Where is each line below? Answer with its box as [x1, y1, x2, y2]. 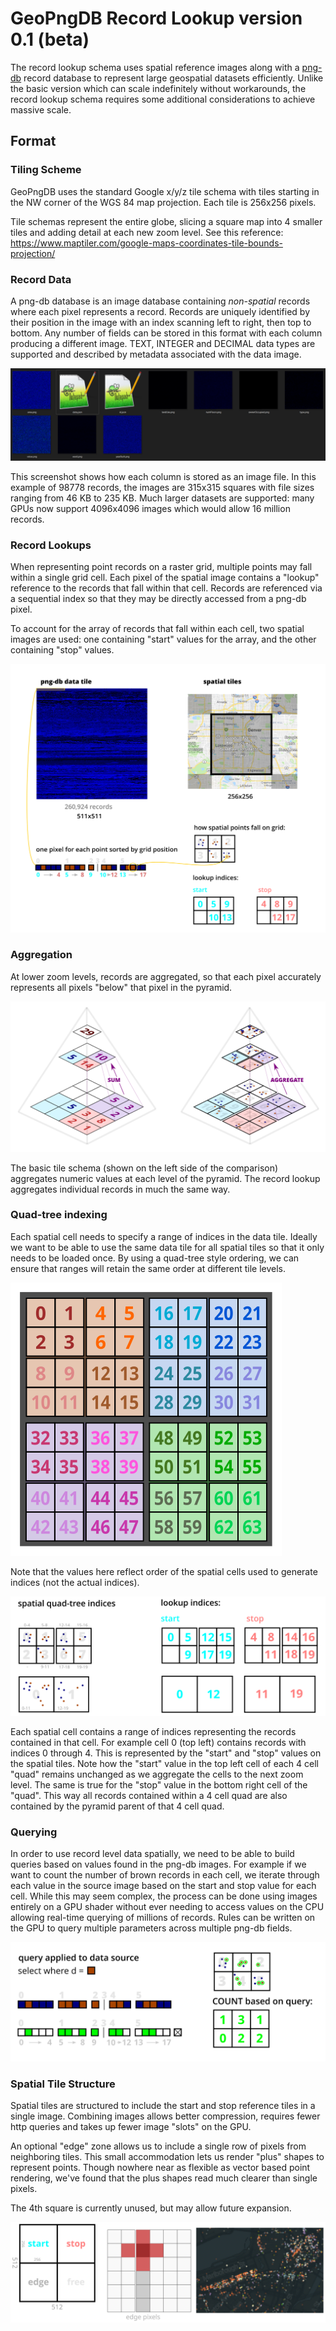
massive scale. [10, 103, 72, 116]
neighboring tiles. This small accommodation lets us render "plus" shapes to [10, 2151, 325, 2163]
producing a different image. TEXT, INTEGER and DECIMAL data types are [10, 337, 316, 349]
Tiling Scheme [10, 163, 82, 177]
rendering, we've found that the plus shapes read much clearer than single [10, 2172, 318, 2184]
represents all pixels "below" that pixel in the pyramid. [10, 981, 233, 993]
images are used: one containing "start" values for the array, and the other [10, 633, 317, 645]
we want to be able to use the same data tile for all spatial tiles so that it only [10, 1241, 325, 1253]
